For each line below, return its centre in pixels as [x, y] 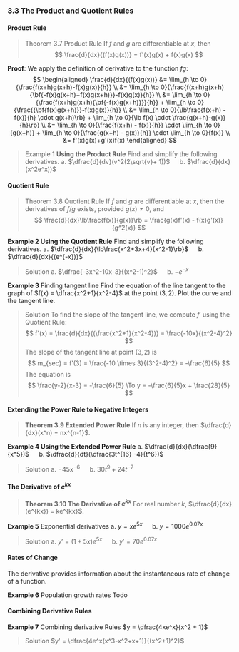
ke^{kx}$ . [70, 511]
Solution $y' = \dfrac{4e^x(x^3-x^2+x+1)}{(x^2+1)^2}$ [105, 641]
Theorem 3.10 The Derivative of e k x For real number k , [106, 503]
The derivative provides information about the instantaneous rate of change [119, 574]
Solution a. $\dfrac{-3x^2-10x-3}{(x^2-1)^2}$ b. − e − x [107, 271]
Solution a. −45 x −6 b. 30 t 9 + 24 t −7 [79, 468]
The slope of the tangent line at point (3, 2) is [91, 352]
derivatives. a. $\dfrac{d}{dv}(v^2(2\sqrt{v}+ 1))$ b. [105, 162]
